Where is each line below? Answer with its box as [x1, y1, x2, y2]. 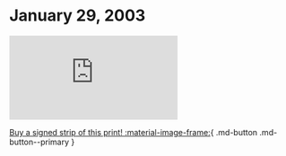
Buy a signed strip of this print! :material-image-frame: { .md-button [9, 126, 258, 137]
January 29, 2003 [9, 5, 146, 26]
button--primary [9, 136, 70, 147]
